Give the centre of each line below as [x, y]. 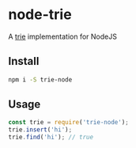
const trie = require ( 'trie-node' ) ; [68, 123]
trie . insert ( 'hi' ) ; [40, 130]
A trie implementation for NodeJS [62, 36]
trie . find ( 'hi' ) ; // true [51, 137]
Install [24, 61]
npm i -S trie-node [40, 80]
